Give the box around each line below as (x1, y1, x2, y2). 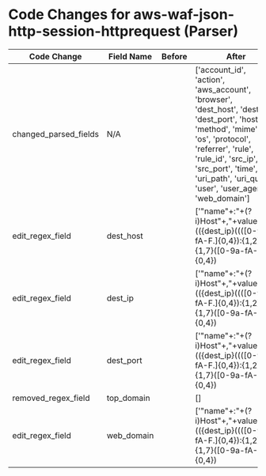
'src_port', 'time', (195, 163, 258, 174)
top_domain (106, 392, 150, 403)
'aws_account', (195, 84, 252, 95)
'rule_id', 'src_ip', (195, 153, 259, 164)
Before (161, 51, 188, 62)
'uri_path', (195, 172, 233, 183)
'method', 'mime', (195, 123, 260, 134)
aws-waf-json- (133, 6, 235, 24)
